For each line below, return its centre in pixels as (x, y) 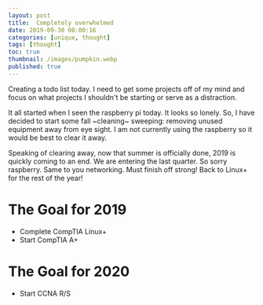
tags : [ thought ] (35, 45)
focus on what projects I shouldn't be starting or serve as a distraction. (122, 97)
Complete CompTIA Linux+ (63, 231)
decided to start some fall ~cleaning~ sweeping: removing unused (115, 121)
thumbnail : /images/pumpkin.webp (63, 60)
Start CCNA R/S (45, 293)
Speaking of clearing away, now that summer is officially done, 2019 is (122, 152)
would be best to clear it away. (58, 138)
